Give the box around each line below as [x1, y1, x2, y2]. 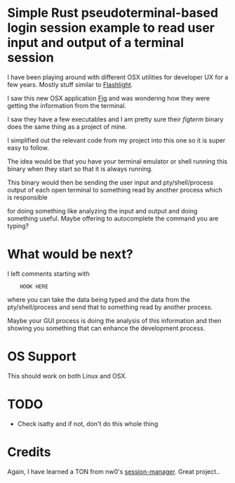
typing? [7, 221, 29, 230]
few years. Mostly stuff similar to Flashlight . [7, 80, 133, 88]
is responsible [7, 193, 48, 201]
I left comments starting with [7, 269, 90, 278]
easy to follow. [7, 143, 49, 152]
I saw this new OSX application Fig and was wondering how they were [7, 93, 210, 102]
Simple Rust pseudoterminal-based [7, 5, 219, 21]
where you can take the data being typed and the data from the [7, 295, 191, 303]
